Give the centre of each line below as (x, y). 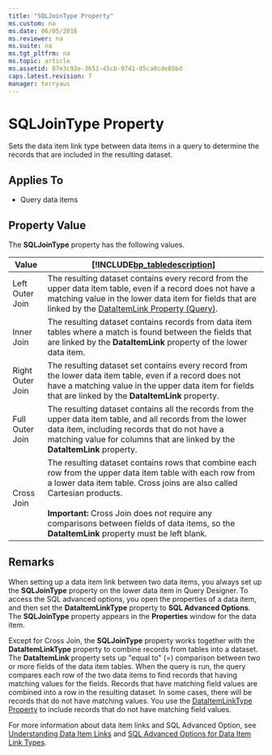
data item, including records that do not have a (136, 429)
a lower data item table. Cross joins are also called (142, 483)
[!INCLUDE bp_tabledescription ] (154, 265)
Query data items (49, 200)
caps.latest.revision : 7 (50, 76)
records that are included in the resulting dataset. (91, 155)
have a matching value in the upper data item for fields (151, 386)
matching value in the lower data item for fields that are (152, 299)
